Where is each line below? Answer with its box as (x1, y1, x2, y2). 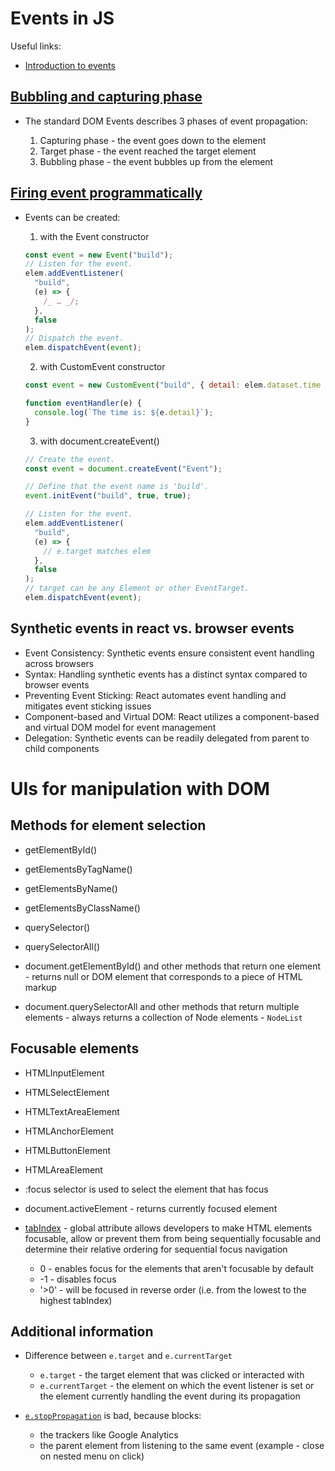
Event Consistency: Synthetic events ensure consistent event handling (24, 647, 315, 659)
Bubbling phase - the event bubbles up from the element (39, 155, 274, 167)
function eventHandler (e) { (24, 398, 142, 409)
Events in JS (10, 7, 115, 30)
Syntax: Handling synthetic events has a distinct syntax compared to (24, 668, 308, 680)
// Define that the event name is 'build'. (24, 482, 210, 492)
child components (24, 742, 100, 754)
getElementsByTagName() (24, 863, 133, 875)
